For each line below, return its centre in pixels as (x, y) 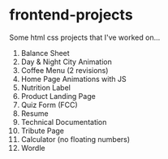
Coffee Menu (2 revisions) (65, 70)
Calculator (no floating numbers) (75, 139)
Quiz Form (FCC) (49, 105)
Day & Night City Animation (66, 62)
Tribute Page (42, 131)
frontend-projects (71, 15)
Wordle (33, 148)
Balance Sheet (45, 53)
